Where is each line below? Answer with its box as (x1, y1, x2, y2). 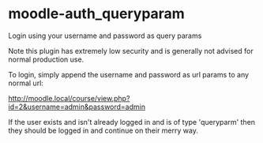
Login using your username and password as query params (8, 31, 202, 40)
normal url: (8, 78, 43, 88)
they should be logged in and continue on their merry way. (8, 126, 199, 135)
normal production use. (8, 55, 85, 64)
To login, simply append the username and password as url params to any (8, 70, 250, 79)
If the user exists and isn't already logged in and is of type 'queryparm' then (8, 117, 255, 126)
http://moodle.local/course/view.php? (8, 93, 130, 103)
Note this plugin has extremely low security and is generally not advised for (8, 46, 254, 55)
